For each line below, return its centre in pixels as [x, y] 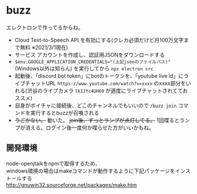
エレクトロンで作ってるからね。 [45, 27]
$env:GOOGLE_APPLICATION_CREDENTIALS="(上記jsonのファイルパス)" [93, 62]
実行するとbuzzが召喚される [65, 112]
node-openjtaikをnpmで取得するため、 [53, 163]
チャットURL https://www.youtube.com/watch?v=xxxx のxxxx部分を [106, 83]
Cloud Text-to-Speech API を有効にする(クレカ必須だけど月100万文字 [99, 40]
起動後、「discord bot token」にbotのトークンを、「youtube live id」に [99, 76]
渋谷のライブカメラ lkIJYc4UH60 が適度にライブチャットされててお [107, 90]
